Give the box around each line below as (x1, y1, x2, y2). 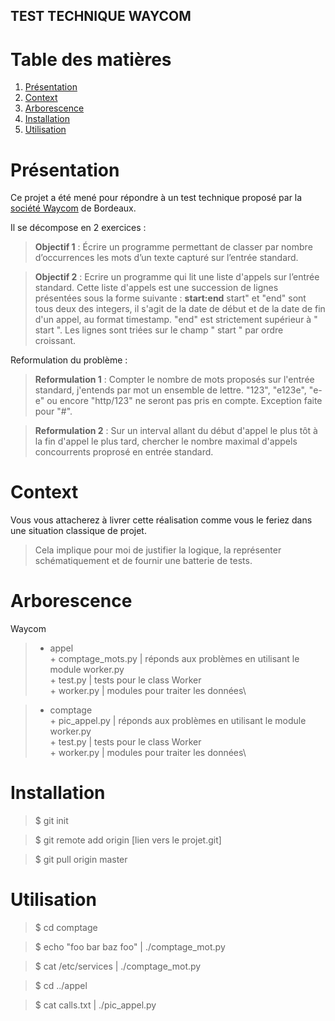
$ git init (34, 815, 69, 827)
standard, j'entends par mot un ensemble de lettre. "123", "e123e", (34, 384, 307, 396)
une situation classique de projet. (10, 525, 147, 537)
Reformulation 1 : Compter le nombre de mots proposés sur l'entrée (34, 374, 315, 386)
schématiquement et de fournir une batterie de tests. (34, 555, 253, 567)
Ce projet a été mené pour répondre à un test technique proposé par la (10, 192, 303, 204)
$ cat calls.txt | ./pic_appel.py (34, 999, 157, 1011)
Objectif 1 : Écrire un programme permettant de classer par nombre (34, 241, 313, 253)
